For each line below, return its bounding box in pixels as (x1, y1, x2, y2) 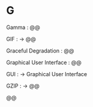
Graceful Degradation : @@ (6, 47, 74, 54)
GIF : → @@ (6, 35, 36, 42)
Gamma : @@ (6, 24, 40, 31)
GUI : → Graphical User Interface (6, 70, 88, 77)
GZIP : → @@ (6, 82, 40, 89)
